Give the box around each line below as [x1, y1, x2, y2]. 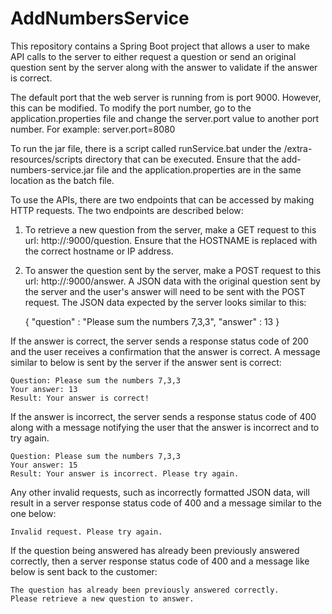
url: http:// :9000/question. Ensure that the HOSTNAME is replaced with [24, 234, 318, 246]
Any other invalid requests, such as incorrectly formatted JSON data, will [10, 486, 310, 498]
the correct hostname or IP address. [24, 245, 174, 257]
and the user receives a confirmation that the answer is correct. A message [10, 345, 321, 357]
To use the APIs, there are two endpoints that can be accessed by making [10, 193, 315, 206]
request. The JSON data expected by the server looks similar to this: [24, 296, 307, 308]
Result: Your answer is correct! [10, 393, 150, 403]
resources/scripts [10, 153, 83, 165]
